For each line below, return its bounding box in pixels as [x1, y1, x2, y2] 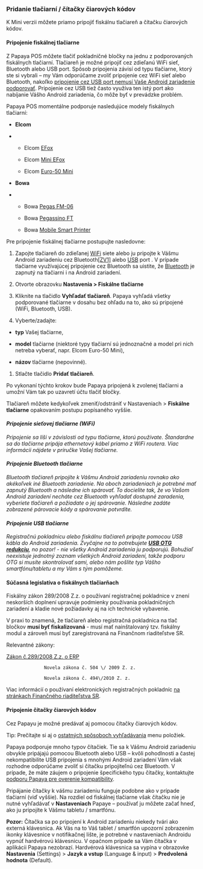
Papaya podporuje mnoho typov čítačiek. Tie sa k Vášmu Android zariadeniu [6, 743, 196, 751]
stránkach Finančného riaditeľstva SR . [6, 693, 101, 700]
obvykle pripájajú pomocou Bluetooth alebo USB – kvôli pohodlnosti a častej [6, 749, 195, 757]
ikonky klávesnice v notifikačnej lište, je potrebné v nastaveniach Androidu [6, 830, 192, 838]
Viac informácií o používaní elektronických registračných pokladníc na [6, 686, 180, 693]
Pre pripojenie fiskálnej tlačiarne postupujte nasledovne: [6, 237, 146, 245]
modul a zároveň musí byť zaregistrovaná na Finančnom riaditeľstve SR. [6, 630, 185, 637]
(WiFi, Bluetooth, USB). [14, 305, 72, 312]
